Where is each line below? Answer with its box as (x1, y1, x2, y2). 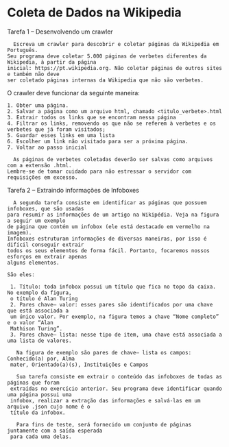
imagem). (7, 229, 32, 236)
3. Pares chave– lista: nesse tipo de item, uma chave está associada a (10, 331, 223, 338)
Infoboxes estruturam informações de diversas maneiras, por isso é (7, 235, 207, 242)
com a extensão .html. (7, 162, 72, 169)
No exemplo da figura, (7, 289, 72, 296)
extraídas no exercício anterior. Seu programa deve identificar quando (10, 385, 223, 392)
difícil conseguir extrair (7, 241, 84, 248)
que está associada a (7, 307, 69, 314)
